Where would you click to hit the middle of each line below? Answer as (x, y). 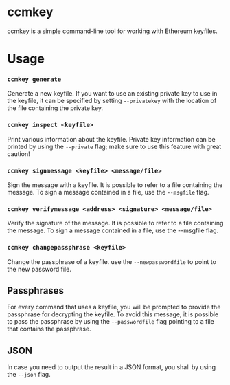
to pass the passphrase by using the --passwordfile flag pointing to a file (111, 322)
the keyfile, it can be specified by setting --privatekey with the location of (112, 101)
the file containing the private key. (55, 108)
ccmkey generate (34, 79)
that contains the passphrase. (49, 329)
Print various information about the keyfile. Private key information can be (111, 139)
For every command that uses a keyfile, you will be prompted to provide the (114, 307)
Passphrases (35, 290)
